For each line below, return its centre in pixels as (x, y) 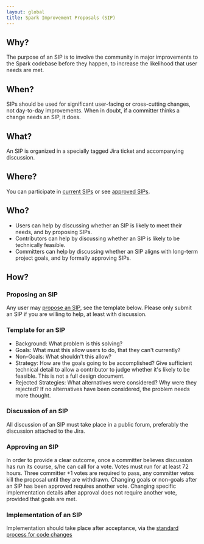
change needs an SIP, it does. (44, 117)
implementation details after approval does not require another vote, (92, 493)
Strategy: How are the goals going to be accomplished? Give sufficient (104, 363)
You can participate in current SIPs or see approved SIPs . (78, 191)
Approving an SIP (33, 447)
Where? (22, 177)
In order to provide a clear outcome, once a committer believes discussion (100, 460)
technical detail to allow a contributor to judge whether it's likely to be (102, 369)
